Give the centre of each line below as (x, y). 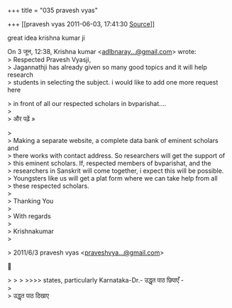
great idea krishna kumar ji (46, 38)
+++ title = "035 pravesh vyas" (53, 10)
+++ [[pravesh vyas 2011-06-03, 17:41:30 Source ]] (81, 24)
